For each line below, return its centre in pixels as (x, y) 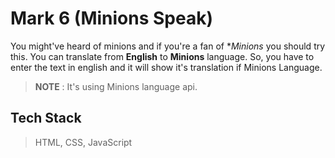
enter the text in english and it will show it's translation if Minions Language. (166, 67)
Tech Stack (46, 118)
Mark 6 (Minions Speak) (112, 18)
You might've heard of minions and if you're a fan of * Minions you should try (168, 46)
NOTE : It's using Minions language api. (116, 86)
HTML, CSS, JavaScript (83, 142)
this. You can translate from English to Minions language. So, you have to (162, 56)
